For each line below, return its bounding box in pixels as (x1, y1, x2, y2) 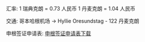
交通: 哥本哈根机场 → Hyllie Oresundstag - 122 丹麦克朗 (6, 17, 139, 24)
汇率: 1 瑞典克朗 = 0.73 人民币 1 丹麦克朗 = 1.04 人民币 (6, 5, 136, 12)
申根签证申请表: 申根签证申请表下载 (6, 30, 91, 37)
